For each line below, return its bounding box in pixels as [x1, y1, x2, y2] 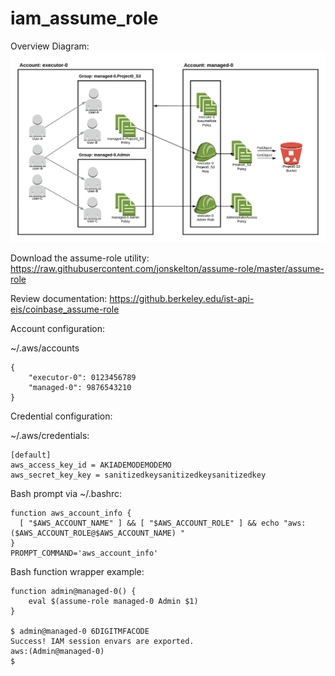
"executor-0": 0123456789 [28, 372, 137, 382]
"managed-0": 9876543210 [28, 382, 132, 392]
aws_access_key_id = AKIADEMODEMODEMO [10, 460, 172, 470]
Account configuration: [10, 322, 106, 334]
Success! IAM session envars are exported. [10, 636, 195, 646]
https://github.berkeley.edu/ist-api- [109, 292, 255, 304]
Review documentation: [10, 292, 108, 304]
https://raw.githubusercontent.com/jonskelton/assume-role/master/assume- [10, 262, 325, 274]
